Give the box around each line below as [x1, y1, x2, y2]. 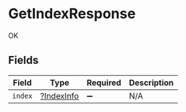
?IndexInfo [39, 90, 80, 101]
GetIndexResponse [8, 5, 136, 23]
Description [128, 77, 174, 88]
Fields [8, 54, 39, 67]
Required [86, 77, 122, 88]
